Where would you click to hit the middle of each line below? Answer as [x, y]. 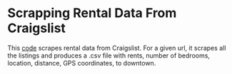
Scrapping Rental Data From [92, 13]
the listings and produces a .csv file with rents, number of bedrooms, [109, 55]
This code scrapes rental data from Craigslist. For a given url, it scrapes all [117, 48]
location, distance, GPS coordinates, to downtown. [82, 63]
